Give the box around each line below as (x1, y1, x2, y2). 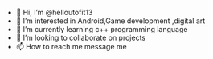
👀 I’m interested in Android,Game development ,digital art (15, 16, 206, 26)
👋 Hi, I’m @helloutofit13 (15, 8, 93, 17)
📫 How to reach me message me (15, 42, 127, 51)
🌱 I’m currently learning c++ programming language (15, 25, 188, 33)
